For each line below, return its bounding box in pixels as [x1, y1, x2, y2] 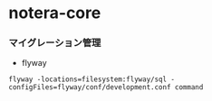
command [174, 83, 204, 92]
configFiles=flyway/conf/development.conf [8, 83, 171, 92]
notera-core [8, 3, 101, 23]
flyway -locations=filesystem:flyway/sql [8, 75, 168, 84]
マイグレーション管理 [8, 37, 101, 50]
